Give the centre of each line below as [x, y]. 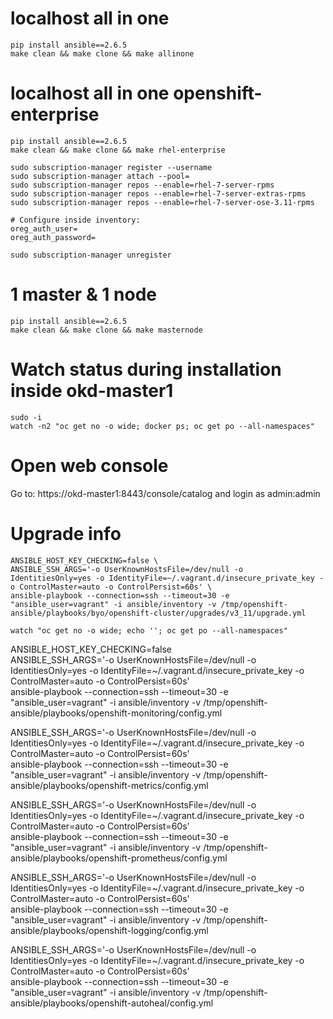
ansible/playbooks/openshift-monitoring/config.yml [116, 713]
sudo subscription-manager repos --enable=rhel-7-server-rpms [142, 185]
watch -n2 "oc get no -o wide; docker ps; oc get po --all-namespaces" [162, 426]
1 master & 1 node [83, 294]
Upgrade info [66, 533]
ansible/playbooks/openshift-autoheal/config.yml [112, 1003]
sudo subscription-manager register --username [111, 167]
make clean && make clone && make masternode [106, 330]
